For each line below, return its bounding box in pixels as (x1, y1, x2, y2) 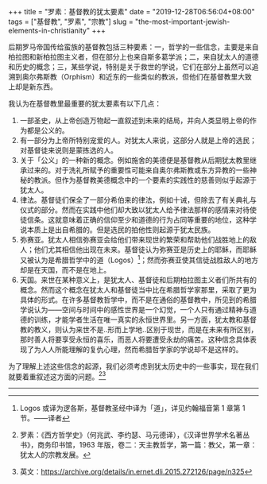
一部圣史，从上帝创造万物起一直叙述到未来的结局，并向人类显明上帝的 (19, 116, 250, 125)
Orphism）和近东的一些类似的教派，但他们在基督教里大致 (63, 72, 253, 81)
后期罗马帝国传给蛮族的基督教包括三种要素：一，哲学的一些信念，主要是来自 (8, 42, 259, 52)
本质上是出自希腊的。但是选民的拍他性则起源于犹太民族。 (26, 225, 215, 234)
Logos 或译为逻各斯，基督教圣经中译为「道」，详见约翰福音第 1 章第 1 (19, 404, 246, 413)
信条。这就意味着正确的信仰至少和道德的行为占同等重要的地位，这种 (26, 215, 250, 224)
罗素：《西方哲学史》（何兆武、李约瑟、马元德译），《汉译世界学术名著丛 (19, 430, 250, 439)
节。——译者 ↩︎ (19, 413, 70, 423)
